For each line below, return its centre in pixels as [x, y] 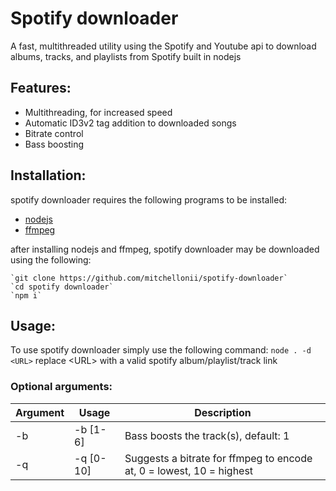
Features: [41, 88]
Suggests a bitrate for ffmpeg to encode [218, 458]
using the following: [51, 259]
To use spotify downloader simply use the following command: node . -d [161, 350]
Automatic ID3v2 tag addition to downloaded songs [130, 123]
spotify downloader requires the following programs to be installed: [149, 199]
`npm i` [26, 295]
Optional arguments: [61, 387]
